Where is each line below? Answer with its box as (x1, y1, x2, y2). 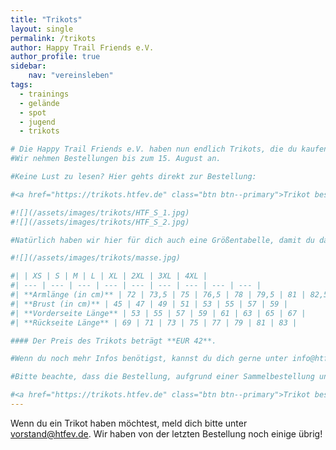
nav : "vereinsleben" (28, 71, 114, 81)
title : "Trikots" (10, 14, 83, 25)
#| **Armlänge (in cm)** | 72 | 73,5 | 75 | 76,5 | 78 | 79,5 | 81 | (10, 290, 307, 300)
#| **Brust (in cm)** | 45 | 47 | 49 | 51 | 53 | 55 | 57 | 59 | (10, 299, 288, 309)
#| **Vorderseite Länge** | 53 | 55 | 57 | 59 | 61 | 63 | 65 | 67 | (10, 308, 307, 318)
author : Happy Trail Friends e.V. (10, 42, 155, 53)
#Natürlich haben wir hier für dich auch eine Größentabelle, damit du (10, 235, 315, 245)
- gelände (19, 98, 60, 108)
